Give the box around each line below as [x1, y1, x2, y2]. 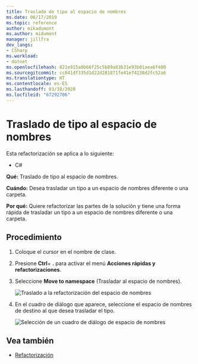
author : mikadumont [6, 25, 55, 32]
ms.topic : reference [6, 20, 58, 26]
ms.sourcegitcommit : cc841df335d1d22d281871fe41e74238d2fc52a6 [6, 70, 166, 76]
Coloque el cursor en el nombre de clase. [14, 248, 117, 255]
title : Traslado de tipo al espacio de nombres [6, 8, 127, 15]
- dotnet [6, 58, 28, 64]
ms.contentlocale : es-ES [6, 81, 68, 87]
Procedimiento [6, 232, 62, 242]
